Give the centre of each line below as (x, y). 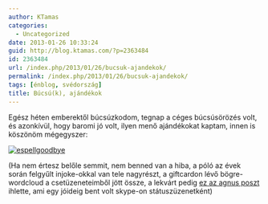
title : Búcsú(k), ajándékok (55, 93)
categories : (28, 25)
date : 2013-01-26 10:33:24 (53, 43)
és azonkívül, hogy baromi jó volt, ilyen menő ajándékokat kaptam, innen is (132, 125)
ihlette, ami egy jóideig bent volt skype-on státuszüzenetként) (110, 191)
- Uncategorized (43, 34)
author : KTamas (34, 17)
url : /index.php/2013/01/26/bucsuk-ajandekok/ (87, 68)
